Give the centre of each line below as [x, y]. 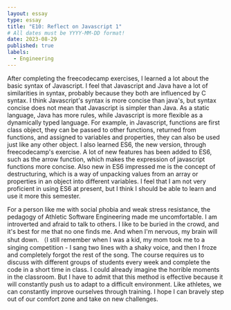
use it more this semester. [44, 196]
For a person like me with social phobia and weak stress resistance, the [109, 209]
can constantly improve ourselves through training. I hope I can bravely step [115, 291]
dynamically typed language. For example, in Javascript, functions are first [113, 122]
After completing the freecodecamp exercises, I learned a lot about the [108, 78]
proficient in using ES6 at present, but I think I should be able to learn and [112, 188]
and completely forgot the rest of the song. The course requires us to [106, 255]
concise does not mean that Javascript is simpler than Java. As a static [108, 107]
